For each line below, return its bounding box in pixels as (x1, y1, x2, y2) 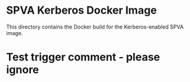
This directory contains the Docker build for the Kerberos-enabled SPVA (6, 23, 184, 30)
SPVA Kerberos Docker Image (6, 4, 157, 17)
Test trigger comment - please (6, 51, 160, 64)
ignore (6, 63, 39, 77)
